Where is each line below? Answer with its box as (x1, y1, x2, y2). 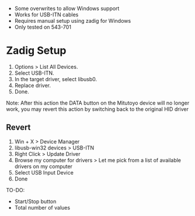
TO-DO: (6, 186, 25, 193)
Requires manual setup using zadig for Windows (14, 18, 131, 24)
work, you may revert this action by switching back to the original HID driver (6, 105, 189, 113)
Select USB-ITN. (14, 69, 54, 76)
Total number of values (14, 204, 71, 211)
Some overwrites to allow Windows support (14, 5, 120, 12)
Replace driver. (14, 82, 51, 89)
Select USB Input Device (14, 169, 74, 176)
